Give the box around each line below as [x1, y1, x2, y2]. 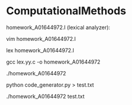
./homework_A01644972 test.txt [6, 93, 85, 100]
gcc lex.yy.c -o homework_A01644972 [6, 58, 101, 65]
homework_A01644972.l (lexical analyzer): [6, 24, 111, 31]
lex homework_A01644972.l [6, 46, 74, 54]
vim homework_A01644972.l [6, 35, 76, 42]
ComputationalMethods [6, 4, 127, 18]
